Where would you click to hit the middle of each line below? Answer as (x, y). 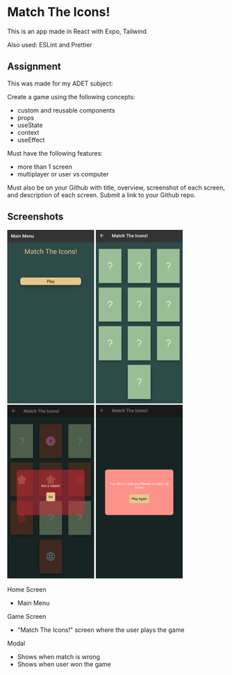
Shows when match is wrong (59, 656)
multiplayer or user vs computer (63, 174)
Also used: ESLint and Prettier (50, 44)
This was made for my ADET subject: (60, 83)
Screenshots (35, 217)
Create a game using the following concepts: (71, 97)
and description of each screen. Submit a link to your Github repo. (101, 194)
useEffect (31, 140)
